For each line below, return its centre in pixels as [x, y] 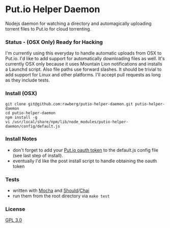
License [15, 209]
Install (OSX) [21, 94]
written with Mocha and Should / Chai [51, 191]
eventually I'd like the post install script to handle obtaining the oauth [85, 161]
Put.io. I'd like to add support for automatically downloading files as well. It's [85, 59]
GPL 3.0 [14, 220]
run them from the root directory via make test [61, 196]
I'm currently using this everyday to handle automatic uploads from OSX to [83, 53]
